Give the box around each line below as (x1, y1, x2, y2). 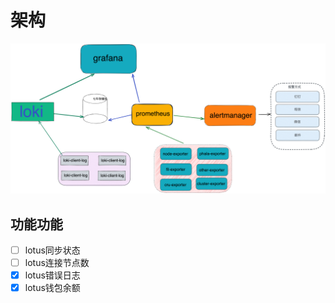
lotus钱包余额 (24, 282, 81, 294)
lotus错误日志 (24, 269, 81, 281)
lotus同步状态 (24, 244, 81, 256)
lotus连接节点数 (24, 257, 90, 268)
